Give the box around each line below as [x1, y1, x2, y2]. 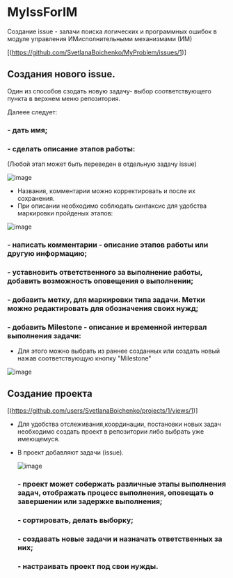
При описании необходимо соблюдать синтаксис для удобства [17, 201, 207, 210]
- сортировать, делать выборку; [17, 515, 134, 525]
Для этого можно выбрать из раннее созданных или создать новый [17, 347, 220, 356]
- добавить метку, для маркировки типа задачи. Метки [7, 294, 205, 304]
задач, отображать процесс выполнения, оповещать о [17, 487, 214, 497]
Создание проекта [7, 388, 93, 400]
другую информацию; [7, 248, 88, 258]
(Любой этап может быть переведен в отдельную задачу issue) [7, 160, 197, 168]
